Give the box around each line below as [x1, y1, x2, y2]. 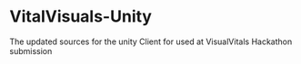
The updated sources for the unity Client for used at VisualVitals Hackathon [9, 36, 293, 47]
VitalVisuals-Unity [9, 6, 153, 27]
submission [9, 45, 53, 56]
